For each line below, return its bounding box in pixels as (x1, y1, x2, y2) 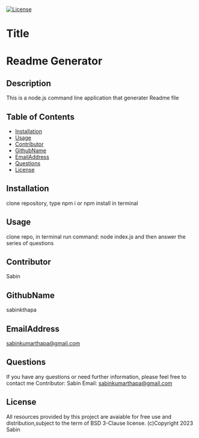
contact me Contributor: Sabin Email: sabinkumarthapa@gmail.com (6, 380, 173, 387)
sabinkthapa (6, 306, 37, 313)
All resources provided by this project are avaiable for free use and (6, 413, 172, 420)
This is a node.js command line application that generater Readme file (6, 94, 179, 102)
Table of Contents (6, 111, 75, 122)
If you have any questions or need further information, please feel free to (6, 373, 187, 380)
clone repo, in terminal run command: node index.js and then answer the (6, 233, 186, 240)
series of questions (6, 239, 54, 246)
